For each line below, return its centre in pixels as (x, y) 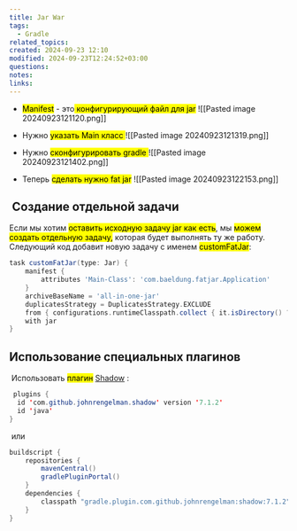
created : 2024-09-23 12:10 (59, 51)
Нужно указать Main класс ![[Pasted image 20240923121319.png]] (145, 135)
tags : (19, 26)
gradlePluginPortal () (81, 477)
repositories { (53, 461)
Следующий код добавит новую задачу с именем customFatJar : (130, 247)
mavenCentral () (69, 469)
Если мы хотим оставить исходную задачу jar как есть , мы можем (135, 228)
